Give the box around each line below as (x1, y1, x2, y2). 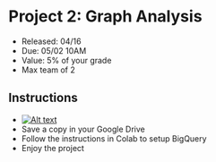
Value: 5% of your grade (21, 55, 112, 65)
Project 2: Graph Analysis (8, 6, 203, 27)
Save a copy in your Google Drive (21, 124, 145, 134)
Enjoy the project (21, 142, 84, 153)
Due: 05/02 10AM (21, 45, 87, 55)
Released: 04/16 (21, 36, 82, 47)
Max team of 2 (21, 64, 75, 75)
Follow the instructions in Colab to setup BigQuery (21, 132, 207, 144)
